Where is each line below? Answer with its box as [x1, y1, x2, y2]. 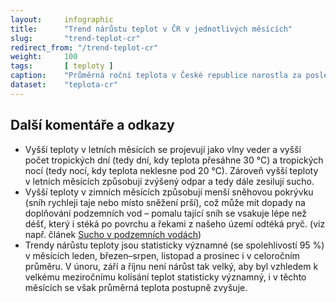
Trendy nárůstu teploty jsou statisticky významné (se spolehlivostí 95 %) [24, 239, 325, 251]
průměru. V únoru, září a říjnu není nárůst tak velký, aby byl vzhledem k [24, 260, 319, 272]
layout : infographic [10, 14, 114, 25]
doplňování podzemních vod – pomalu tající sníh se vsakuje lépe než [24, 207, 308, 219]
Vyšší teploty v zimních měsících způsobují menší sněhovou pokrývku [24, 186, 314, 198]
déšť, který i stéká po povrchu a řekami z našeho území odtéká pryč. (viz [24, 217, 326, 230]
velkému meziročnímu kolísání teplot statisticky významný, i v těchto [24, 271, 307, 283]
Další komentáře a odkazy [10, 117, 175, 134]
